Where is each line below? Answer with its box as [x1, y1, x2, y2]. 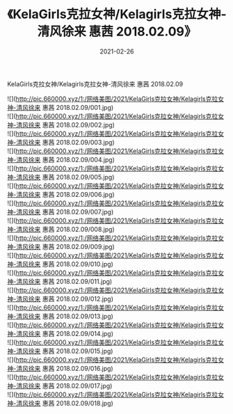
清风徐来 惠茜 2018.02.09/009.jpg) [16, 242, 115, 250]
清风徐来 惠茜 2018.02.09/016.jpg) [16, 364, 113, 372]
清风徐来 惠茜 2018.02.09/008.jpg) [16, 225, 115, 233]
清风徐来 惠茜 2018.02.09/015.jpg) [16, 347, 113, 355]
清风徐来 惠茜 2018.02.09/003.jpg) [16, 138, 115, 146]
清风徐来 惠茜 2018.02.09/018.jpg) [16, 399, 113, 407]
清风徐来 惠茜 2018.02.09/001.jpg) [16, 103, 114, 111]
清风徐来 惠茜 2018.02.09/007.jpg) [16, 207, 114, 216]
